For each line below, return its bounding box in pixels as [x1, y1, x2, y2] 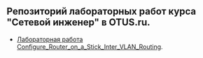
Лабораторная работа [16, 35, 83, 43]
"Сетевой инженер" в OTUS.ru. [6, 17, 151, 29]
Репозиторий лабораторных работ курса [6, 6, 197, 17]
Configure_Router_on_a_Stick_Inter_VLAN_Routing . [16, 42, 163, 51]
